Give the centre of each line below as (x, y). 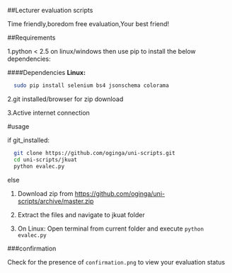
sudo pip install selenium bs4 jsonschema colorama (92, 86)
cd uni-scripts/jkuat (46, 159)
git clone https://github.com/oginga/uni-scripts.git (94, 153)
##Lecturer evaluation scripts (50, 10)
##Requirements (31, 37)
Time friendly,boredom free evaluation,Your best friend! (88, 24)
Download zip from (45, 193)
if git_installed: (29, 140)
